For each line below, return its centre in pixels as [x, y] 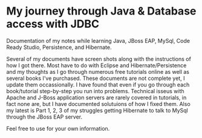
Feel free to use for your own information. [58, 128]
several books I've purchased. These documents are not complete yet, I [96, 78]
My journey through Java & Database [101, 11]
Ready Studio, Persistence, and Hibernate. [59, 47]
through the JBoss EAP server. [44, 117]
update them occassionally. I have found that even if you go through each [98, 84]
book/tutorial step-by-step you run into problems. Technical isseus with [95, 91]
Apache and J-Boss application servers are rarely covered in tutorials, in [96, 97]
